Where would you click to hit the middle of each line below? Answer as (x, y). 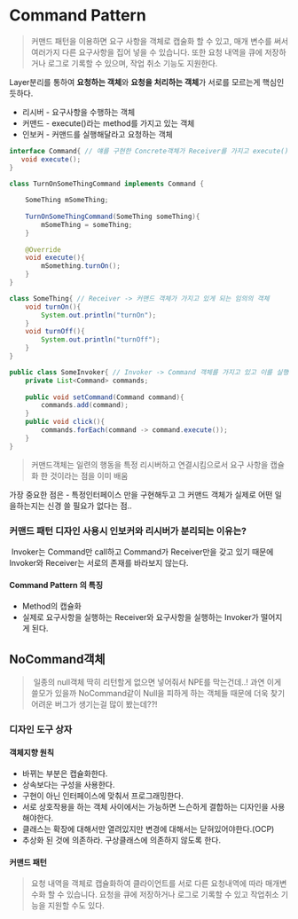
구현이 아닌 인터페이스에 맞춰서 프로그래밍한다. (103, 796)
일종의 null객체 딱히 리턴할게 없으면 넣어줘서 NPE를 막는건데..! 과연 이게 (157, 682)
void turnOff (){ (55, 332)
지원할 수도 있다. (76, 906)
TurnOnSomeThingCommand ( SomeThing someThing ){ (113, 217)
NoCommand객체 (57, 659)
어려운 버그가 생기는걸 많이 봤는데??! (94, 704)
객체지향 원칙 (32, 752)
